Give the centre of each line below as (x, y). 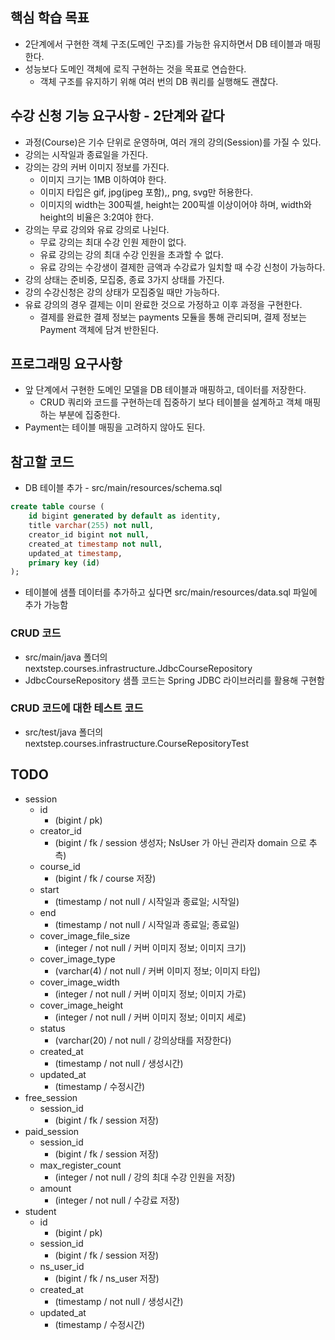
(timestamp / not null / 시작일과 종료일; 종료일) (147, 924)
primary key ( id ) (64, 563)
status (52, 1028)
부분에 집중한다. (89, 415)
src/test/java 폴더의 (64, 732)
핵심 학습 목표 (50, 18)
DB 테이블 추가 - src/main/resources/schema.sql (123, 488)
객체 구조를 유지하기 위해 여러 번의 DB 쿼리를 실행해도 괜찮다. (159, 81)
